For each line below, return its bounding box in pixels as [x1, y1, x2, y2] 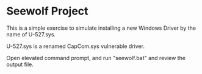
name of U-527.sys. [6, 30, 56, 38]
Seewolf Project [6, 4, 88, 18]
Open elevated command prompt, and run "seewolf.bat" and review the [6, 54, 186, 61]
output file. [6, 61, 34, 68]
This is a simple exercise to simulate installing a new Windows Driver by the [6, 24, 197, 32]
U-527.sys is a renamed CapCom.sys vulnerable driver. [6, 42, 145, 50]
